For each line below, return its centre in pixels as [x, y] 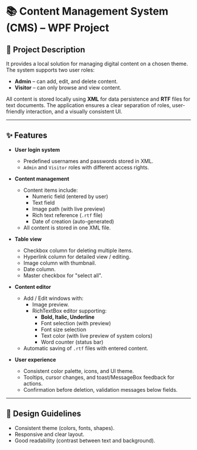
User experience [35, 359]
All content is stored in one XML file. [67, 228]
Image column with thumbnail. [60, 263]
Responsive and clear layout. [50, 434]
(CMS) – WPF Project [58, 28]
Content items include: [50, 190]
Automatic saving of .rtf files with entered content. [86, 348]
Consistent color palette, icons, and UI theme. [79, 371]
